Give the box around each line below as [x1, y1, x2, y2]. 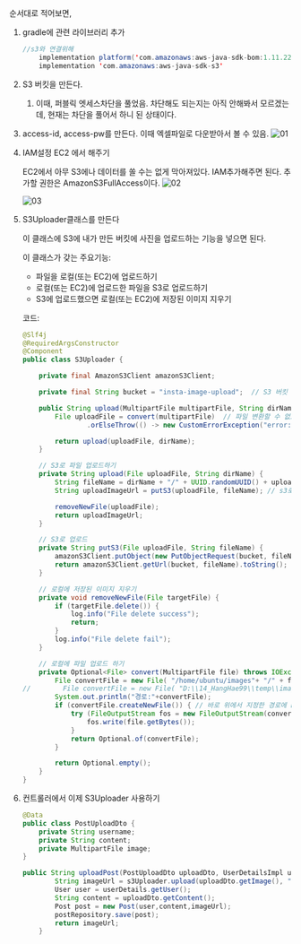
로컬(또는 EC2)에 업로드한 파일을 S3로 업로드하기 [35, 281, 209, 293]
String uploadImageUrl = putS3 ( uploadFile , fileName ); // [55, 486, 276, 495]
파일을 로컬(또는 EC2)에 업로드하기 [35, 271, 159, 281]
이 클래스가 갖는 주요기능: [21, 252, 112, 263]
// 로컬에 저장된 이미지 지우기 [39, 585, 137, 593]
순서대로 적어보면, [9, 8, 73, 18]
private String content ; [39, 836, 132, 844]
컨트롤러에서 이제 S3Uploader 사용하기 [21, 792, 160, 803]
